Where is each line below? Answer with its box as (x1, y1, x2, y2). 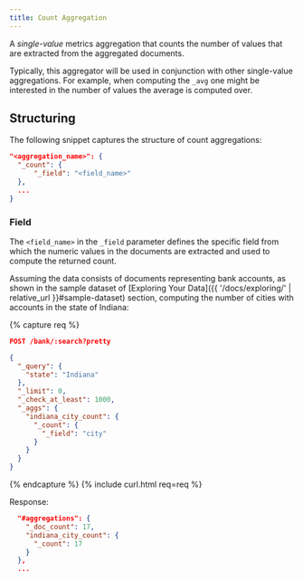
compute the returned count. (9, 255, 118, 266)
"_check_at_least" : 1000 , (17, 395, 116, 405)
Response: (9, 497, 50, 508)
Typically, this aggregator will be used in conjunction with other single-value (9, 65, 294, 76)
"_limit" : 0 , (17, 386, 67, 396)
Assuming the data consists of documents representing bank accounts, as (9, 272, 287, 283)
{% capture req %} (9, 319, 80, 330)
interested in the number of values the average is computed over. (9, 84, 253, 95)
